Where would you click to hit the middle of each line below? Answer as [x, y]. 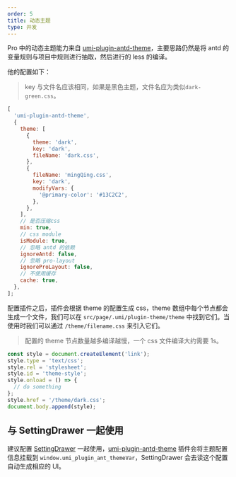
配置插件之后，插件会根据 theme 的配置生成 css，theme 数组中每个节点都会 [118, 308]
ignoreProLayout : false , [57, 267]
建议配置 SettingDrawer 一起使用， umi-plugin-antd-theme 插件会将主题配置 [118, 449]
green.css [39, 96]
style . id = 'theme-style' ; [47, 374]
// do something [37, 387]
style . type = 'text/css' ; [45, 361]
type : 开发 [22, 27]
